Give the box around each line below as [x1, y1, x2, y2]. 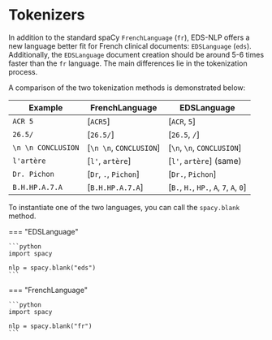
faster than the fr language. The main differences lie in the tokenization [8, 58, 248, 68]
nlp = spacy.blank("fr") [8, 322, 93, 330]
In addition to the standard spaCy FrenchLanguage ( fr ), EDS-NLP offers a [8, 32, 250, 42]
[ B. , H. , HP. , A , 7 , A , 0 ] [167, 181, 247, 192]
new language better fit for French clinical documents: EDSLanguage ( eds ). [8, 41, 252, 50]
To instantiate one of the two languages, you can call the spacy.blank [8, 202, 240, 212]
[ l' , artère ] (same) [167, 155, 242, 166]
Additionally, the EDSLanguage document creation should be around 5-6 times [8, 49, 265, 59]
